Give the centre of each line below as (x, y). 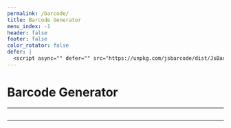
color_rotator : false (38, 45)
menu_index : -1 (29, 26)
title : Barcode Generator (44, 20)
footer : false (27, 39)
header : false (27, 33)
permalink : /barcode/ (38, 13)
